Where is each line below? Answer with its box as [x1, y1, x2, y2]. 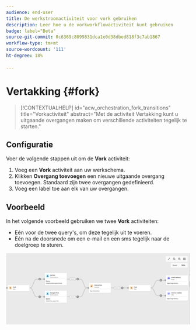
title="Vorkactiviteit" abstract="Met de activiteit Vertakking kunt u [20, 110, 178, 117]
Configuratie [6, 139, 54, 149]
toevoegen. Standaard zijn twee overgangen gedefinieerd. [14, 179, 155, 186]
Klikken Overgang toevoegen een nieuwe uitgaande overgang [14, 173, 165, 180]
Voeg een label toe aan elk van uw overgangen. [14, 185, 129, 192]
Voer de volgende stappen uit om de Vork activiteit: [6, 155, 130, 162]
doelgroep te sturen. [14, 242, 64, 249]
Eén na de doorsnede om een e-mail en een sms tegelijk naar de [14, 235, 170, 242]
